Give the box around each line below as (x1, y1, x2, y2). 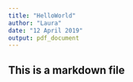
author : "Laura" (8, 19, 62, 27)
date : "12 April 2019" (8, 26, 83, 34)
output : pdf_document (8, 33, 80, 42)
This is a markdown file (8, 63, 125, 76)
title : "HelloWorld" (8, 11, 77, 20)
